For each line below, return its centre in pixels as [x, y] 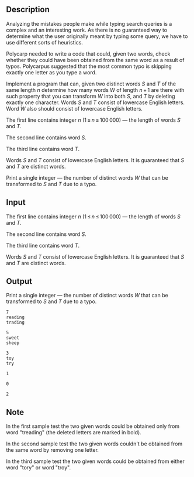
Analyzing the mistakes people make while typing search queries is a [89, 23]
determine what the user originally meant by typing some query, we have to [97, 36]
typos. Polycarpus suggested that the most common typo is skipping [89, 66]
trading [15, 322]
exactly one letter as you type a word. [51, 72]
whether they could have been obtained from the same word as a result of [95, 60]
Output [19, 281]
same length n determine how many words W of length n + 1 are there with [95, 90]
